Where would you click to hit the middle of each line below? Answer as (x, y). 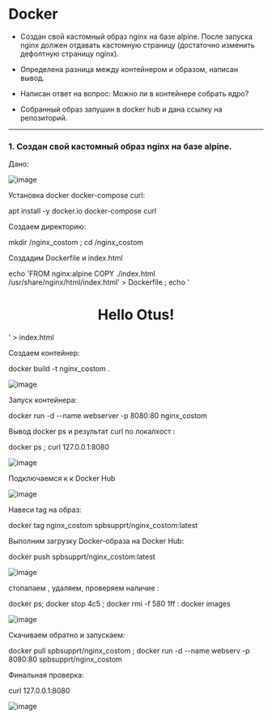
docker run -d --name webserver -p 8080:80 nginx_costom (108, 416)
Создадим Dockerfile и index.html (66, 258)
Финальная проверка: (46, 675)
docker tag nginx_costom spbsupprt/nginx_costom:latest (103, 526)
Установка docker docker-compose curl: (77, 196)
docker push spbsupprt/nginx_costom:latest (82, 557)
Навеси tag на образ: (45, 510)
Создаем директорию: (47, 226)
